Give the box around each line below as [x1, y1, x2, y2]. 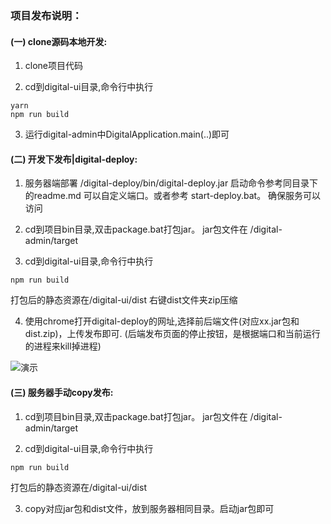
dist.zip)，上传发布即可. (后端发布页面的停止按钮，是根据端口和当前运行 [24, 328, 321, 340]
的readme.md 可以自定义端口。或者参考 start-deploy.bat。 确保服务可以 [24, 190, 322, 202]
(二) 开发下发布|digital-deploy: [10, 153, 138, 165]
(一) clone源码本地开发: [10, 35, 108, 47]
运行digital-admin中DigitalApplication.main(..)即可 [24, 128, 230, 141]
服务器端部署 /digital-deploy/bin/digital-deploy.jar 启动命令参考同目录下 [24, 177, 319, 189]
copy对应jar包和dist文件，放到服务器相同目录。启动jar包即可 [24, 502, 275, 514]
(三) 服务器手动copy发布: [10, 386, 114, 398]
